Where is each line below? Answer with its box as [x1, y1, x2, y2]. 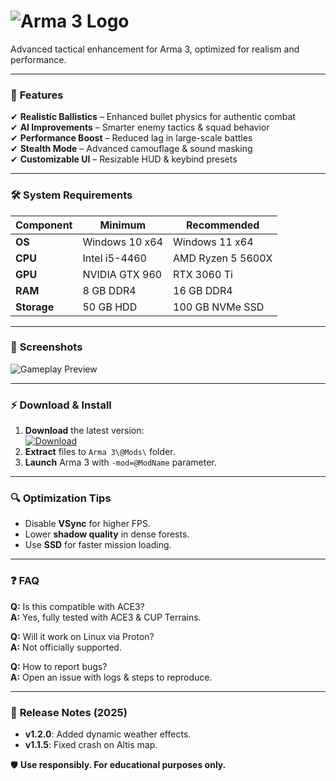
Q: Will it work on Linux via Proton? [10, 630, 155, 642]
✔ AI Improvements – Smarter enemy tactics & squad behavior [10, 121, 270, 134]
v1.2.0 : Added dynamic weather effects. [24, 728, 192, 740]
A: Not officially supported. [10, 641, 122, 653]
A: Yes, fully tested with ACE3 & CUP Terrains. [10, 611, 202, 623]
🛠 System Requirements [10, 188, 133, 202]
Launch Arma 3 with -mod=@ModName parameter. [24, 456, 217, 469]
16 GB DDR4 [173, 283, 233, 297]
